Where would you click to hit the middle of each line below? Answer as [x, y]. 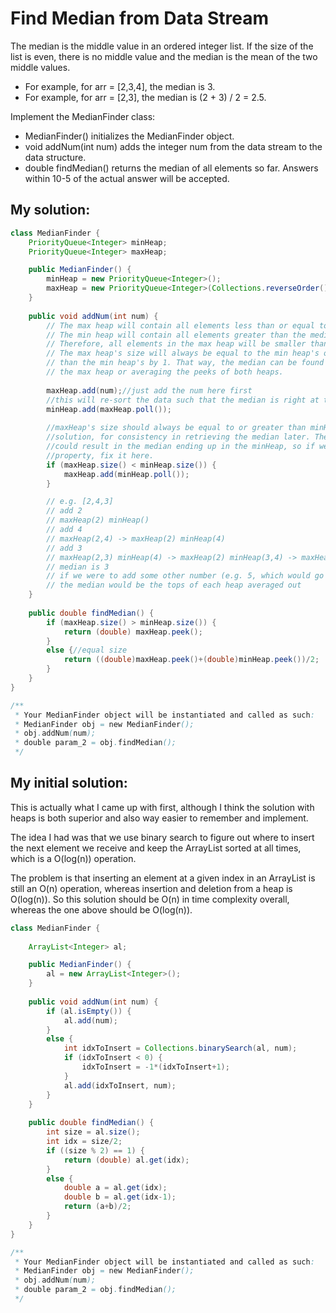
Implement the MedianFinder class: [83, 116]
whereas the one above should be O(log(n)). [101, 909]
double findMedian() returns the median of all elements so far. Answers [171, 168]
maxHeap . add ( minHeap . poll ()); [126, 474]
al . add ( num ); [90, 1020]
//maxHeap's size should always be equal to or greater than [176, 428]
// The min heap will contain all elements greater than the [176, 335]
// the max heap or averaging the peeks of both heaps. [165, 372]
